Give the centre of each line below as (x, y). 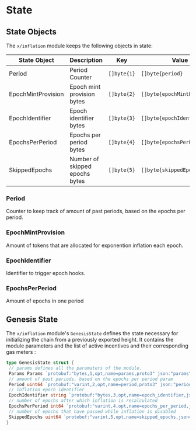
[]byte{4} (122, 142)
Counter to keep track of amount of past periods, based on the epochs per (96, 211)
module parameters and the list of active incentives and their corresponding (97, 346)
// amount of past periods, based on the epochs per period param (91, 379)
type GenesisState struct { (40, 363)
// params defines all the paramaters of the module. (75, 368)
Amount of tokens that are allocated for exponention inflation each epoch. (95, 245)
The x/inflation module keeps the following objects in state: (79, 46)
